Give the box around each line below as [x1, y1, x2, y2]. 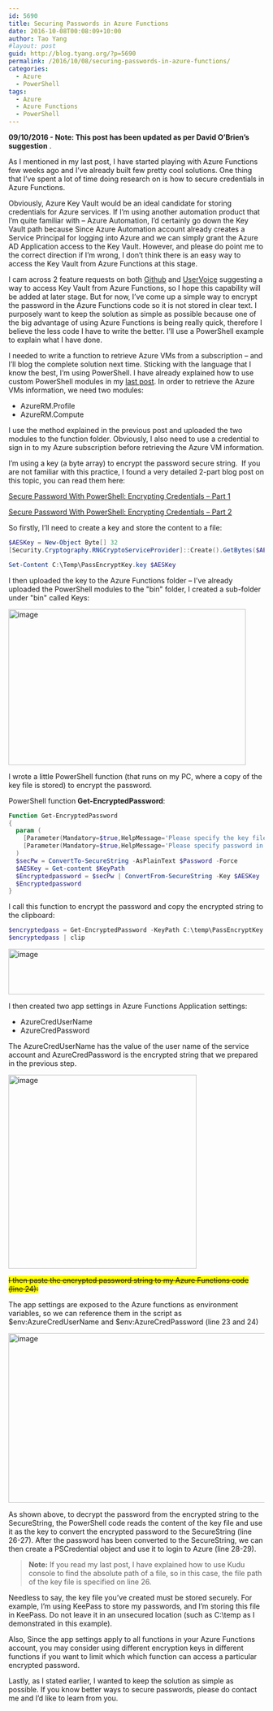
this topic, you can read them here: [8, 476, 126, 485]
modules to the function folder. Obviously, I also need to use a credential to [8, 434, 260, 444]
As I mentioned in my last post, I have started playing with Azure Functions [8, 157, 258, 167]
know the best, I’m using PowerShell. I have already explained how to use [8, 368, 254, 378]
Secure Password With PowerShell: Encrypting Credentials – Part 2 [8, 507, 232, 517]
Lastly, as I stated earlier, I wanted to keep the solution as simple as [8, 1676, 234, 1686]
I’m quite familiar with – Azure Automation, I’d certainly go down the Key [8, 216, 249, 225]
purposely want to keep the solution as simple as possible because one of [8, 310, 257, 318]
